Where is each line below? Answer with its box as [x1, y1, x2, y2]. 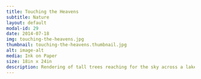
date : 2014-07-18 [6, 31, 50, 37]
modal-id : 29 [6, 25, 39, 31]
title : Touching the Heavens [6, 8, 79, 15]
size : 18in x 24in [6, 58, 52, 64]
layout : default [6, 20, 47, 26]
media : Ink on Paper [6, 53, 58, 59]
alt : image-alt [6, 48, 44, 53]
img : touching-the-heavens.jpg [6, 36, 84, 42]
